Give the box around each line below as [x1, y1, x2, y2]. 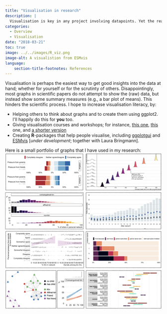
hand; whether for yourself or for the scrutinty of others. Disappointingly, [5, 85, 155, 92]
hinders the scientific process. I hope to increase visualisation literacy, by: [5, 101, 157, 107]
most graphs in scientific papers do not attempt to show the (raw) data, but [5, 91, 159, 97]
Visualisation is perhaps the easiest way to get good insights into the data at [5, 80, 161, 86]
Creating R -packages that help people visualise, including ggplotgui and [12, 132, 161, 138]
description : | [5, 13, 37, 18]
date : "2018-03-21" [5, 40, 46, 45]
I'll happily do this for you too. [12, 116, 74, 122]
